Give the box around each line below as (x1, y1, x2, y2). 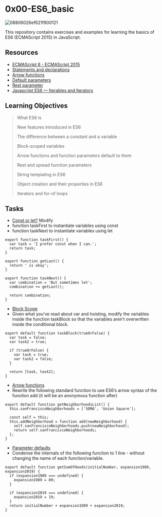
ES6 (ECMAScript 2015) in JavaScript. (5, 34, 81, 40)
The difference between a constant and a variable (17, 134, 117, 139)
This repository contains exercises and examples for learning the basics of (5, 29, 155, 35)
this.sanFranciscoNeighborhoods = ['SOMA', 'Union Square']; (9, 406, 136, 411)
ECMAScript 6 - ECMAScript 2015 (12, 61, 80, 67)
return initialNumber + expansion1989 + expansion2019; (9, 503, 125, 508)
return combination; (9, 293, 51, 298)
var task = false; (9, 335, 47, 340)
